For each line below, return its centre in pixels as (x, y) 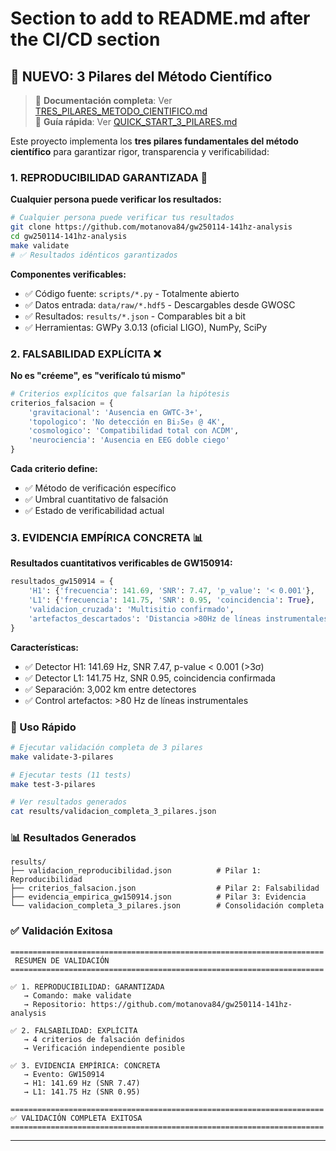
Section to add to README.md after (160, 18)
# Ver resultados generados (69, 802)
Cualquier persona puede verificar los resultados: (116, 199)
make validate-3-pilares (62, 757)
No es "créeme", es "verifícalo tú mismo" (98, 375)
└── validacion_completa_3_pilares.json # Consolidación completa (167, 906)
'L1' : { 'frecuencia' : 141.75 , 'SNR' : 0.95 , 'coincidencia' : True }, (171, 600)
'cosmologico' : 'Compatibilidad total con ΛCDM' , (134, 431)
